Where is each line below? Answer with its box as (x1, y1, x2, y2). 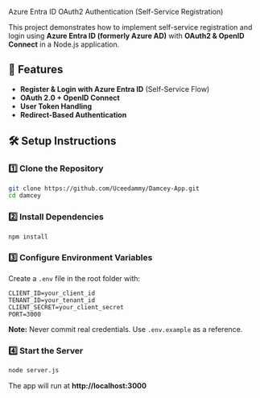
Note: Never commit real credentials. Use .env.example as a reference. (8, 324, 243, 334)
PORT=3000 (8, 310, 42, 318)
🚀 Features (8, 63, 64, 77)
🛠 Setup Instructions (8, 135, 117, 148)
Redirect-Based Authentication (19, 110, 127, 119)
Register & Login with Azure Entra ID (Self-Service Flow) (19, 84, 210, 93)
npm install (8, 233, 48, 241)
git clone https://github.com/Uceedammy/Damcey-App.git (8, 184, 200, 193)
